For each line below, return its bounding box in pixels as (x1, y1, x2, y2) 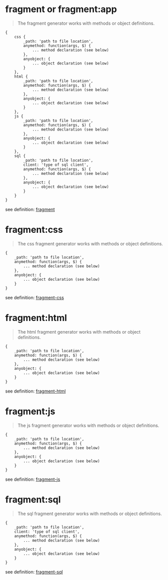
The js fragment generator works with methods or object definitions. (17, 422, 159, 428)
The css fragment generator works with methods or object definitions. (17, 240, 163, 246)
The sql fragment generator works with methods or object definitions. (17, 510, 162, 517)
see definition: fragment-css (5, 294, 64, 300)
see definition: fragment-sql (5, 568, 63, 575)
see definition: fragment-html (5, 388, 66, 394)
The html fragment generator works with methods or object (17, 329, 141, 335)
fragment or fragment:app (5, 4, 117, 15)
